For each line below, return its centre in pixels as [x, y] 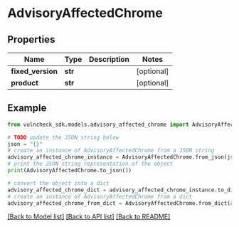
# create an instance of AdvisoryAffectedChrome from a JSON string [111, 151]
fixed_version [34, 71]
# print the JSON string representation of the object [90, 164]
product [25, 83]
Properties [31, 39]
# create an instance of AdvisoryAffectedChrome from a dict [100, 196]
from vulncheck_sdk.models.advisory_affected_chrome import [99, 125]
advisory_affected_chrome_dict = [57, 190]
